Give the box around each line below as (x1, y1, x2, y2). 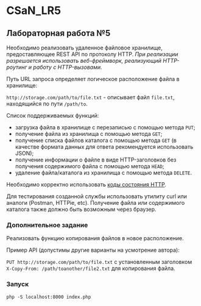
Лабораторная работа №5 (6, 28, 111, 38)
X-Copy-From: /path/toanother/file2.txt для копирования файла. (6, 265, 175, 272)
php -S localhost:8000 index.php (6, 294, 91, 300)
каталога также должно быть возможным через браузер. (6, 205, 157, 213)
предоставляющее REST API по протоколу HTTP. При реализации (6, 51, 178, 58)
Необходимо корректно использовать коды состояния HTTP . (6, 181, 166, 188)
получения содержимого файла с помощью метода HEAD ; (15, 163, 164, 169)
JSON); (15, 150, 34, 157)
